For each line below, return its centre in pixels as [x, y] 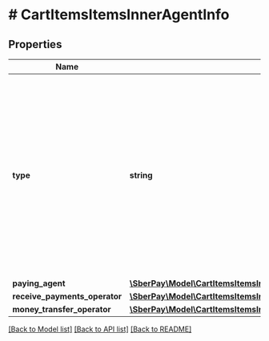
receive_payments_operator [67, 296]
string [141, 175]
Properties [35, 44]
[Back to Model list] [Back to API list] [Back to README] [100, 329]
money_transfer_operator [62, 309]
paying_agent [39, 283]
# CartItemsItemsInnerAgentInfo [119, 15]
